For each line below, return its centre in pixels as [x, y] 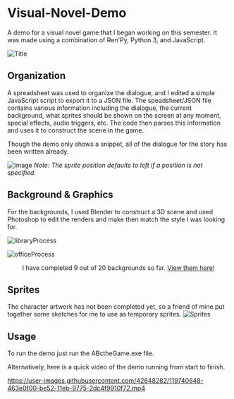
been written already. [38, 151]
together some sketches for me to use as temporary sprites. [94, 314]
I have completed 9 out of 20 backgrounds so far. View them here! [118, 268]
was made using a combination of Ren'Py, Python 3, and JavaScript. [106, 39]
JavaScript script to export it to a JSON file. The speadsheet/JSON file [109, 100]
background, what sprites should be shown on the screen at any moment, [114, 115]
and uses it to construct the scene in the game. [76, 130]
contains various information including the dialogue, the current [100, 108]
